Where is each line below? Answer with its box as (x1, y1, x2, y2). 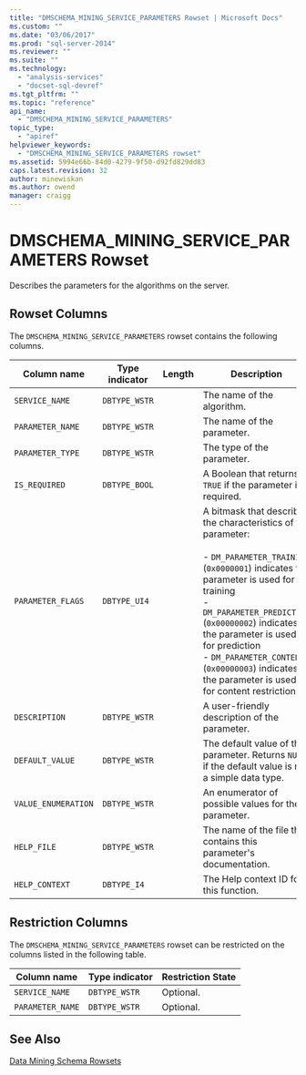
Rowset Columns (9, 306, 108, 322)
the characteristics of (202, 516, 294, 528)
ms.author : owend (9, 183, 76, 192)
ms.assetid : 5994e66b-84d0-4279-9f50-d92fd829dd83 (9, 157, 206, 167)
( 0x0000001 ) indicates (202, 561, 294, 574)
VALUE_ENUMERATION (14, 798, 94, 809)
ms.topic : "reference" (9, 97, 96, 107)
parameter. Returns (202, 748, 286, 761)
